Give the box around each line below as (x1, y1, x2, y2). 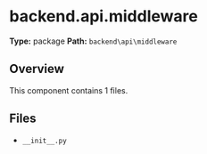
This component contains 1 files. (9, 85, 128, 95)
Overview (9, 61, 65, 77)
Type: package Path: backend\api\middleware (9, 36, 178, 46)
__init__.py (21, 136, 67, 145)
